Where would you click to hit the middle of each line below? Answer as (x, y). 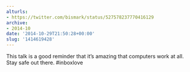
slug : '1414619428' (31, 39)
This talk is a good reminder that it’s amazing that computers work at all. (95, 56)
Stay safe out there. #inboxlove (45, 62)
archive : (17, 23)
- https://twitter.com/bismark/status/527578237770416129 (80, 17)
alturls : (17, 12)
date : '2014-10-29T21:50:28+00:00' (51, 34)
